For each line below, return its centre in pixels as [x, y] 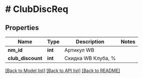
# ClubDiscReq [37, 9]
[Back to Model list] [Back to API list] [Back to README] [63, 70]
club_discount [25, 58]
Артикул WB [79, 50]
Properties [22, 28]
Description [90, 42]
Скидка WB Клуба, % [90, 58]
